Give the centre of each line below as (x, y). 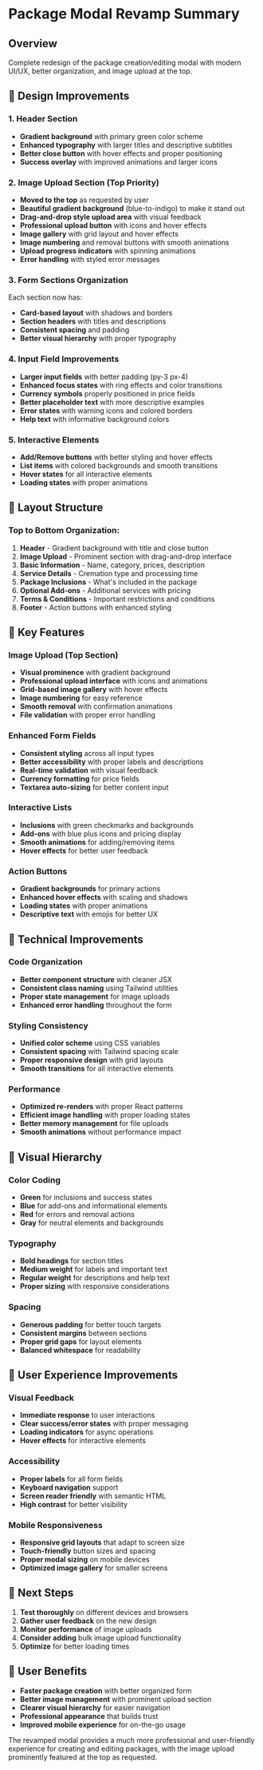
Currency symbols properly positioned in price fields (107, 393)
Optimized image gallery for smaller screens (94, 1568)
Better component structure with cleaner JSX (96, 979)
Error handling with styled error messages (90, 259)
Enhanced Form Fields (52, 736)
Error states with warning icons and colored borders (106, 410)
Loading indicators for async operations (86, 1432)
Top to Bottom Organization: (64, 531)
